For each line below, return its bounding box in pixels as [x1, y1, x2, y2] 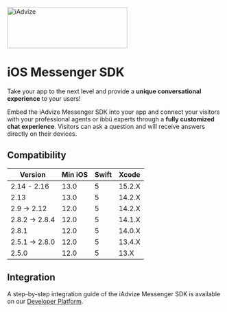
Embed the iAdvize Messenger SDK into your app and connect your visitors [7, 108, 220, 116]
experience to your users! [7, 94, 81, 102]
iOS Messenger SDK [7, 64, 125, 80]
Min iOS [61, 169, 88, 179]
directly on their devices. [7, 130, 77, 138]
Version [19, 169, 46, 179]
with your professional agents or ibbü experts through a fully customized [7, 115, 215, 123]
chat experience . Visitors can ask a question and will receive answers [7, 122, 206, 130]
